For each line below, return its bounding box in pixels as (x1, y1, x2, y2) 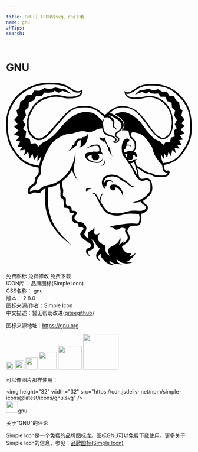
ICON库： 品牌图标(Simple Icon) (6, 280, 84, 287)
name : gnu (6, 19, 31, 25)
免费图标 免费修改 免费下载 (6, 272, 71, 279)
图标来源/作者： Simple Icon (6, 302, 73, 309)
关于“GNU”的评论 (6, 420, 48, 427)
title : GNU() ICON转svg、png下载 (6, 14, 85, 19)
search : (6, 30, 25, 36)
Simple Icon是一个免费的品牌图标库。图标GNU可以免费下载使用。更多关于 (6, 432, 186, 439)
